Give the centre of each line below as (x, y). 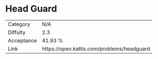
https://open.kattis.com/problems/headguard (96, 48)
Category (19, 24)
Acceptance (22, 40)
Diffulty (17, 32)
